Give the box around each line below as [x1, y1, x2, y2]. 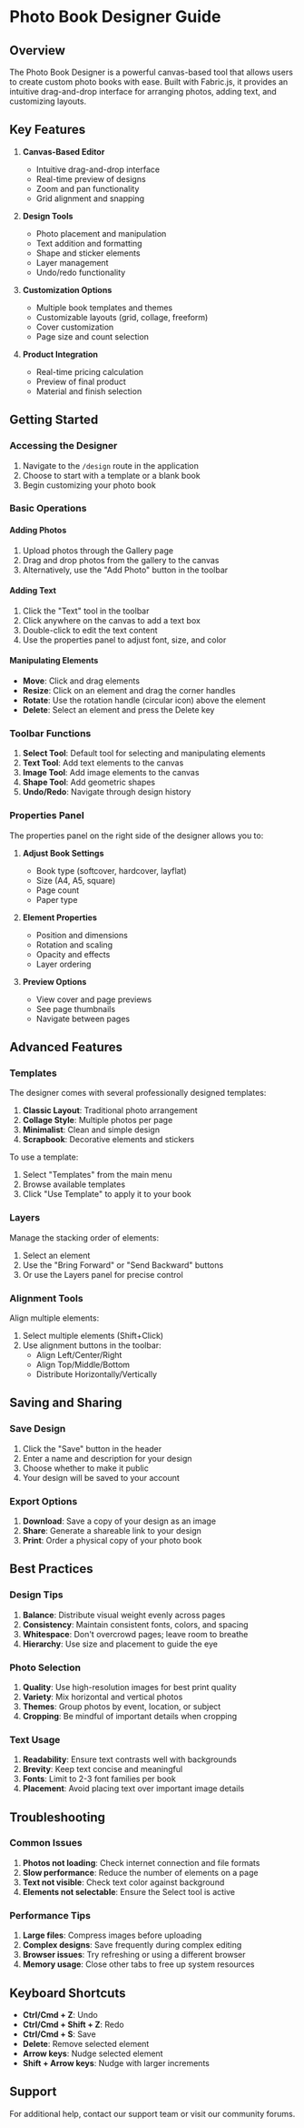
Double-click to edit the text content [22, 624, 158, 635]
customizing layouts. [9, 96, 87, 106]
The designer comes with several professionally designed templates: [9, 1088, 267, 1099]
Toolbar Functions [9, 726, 92, 739]
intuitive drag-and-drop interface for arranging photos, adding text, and [9, 86, 277, 96]
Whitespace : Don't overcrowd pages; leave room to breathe [22, 1628, 249, 1639]
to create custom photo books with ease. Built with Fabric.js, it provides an [9, 76, 289, 87]
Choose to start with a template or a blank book [22, 470, 201, 481]
